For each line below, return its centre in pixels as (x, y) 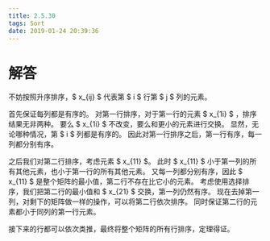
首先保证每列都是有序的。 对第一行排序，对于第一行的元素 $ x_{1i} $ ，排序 (133, 114)
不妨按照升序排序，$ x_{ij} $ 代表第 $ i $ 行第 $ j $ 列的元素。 (110, 97)
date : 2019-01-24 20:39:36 (54, 31)
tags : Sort (27, 23)
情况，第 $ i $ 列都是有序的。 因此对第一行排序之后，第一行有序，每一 (146, 135)
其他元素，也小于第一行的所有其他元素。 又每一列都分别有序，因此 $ (129, 172)
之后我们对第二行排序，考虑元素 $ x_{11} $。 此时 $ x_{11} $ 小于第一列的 (129, 161)
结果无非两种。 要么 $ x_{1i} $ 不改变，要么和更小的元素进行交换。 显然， (130, 124)
